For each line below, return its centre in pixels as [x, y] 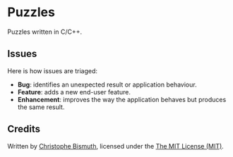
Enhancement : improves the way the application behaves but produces [122, 99]
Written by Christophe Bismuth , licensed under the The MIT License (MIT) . [115, 146]
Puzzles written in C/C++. [45, 32]
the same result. [41, 107]
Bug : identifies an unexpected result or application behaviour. [107, 84]
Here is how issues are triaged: [52, 70]
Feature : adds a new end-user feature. [74, 92]
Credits [24, 129]
